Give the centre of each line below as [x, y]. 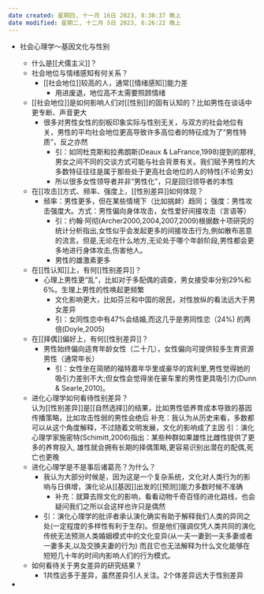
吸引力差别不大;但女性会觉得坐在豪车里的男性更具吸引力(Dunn [156, 378]
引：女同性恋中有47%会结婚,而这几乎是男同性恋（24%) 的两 [153, 319]
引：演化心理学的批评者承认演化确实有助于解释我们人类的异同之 [147, 516]
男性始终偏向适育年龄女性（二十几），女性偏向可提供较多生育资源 [149, 348]
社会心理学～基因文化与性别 [65, 46]
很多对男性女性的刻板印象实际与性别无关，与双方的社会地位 [140, 122]
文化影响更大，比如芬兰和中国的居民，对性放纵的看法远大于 [152, 299]
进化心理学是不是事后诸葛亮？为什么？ [93, 466]
